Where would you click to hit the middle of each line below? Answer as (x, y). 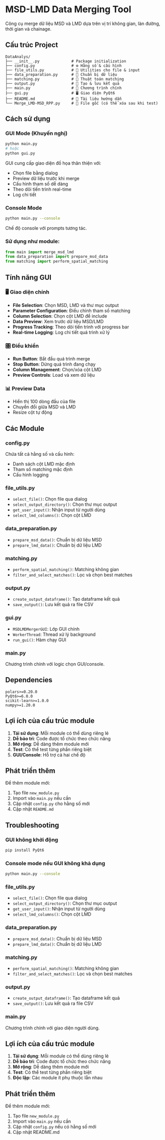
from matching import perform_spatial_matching (57, 262)
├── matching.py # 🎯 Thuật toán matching (65, 79)
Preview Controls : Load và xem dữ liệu (54, 375)
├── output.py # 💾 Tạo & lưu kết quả (62, 83)
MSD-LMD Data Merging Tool (68, 9)
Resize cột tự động (32, 412)
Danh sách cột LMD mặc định (44, 464)
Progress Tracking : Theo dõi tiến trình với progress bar (71, 327)
